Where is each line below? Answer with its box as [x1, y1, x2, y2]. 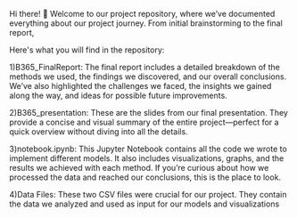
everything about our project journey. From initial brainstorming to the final [9, 18, 283, 28]
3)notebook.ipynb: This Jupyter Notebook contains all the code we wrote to [9, 143, 287, 154]
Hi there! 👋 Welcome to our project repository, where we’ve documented [9, 9, 276, 19]
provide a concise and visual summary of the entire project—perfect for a [9, 117, 279, 127]
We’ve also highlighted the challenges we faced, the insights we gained [9, 81, 272, 91]
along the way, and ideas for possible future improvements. [9, 90, 227, 101]
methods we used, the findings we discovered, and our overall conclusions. [9, 71, 287, 82]
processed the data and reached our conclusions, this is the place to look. [9, 172, 282, 182]
